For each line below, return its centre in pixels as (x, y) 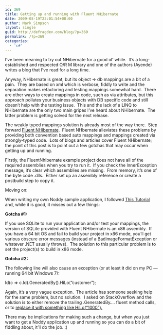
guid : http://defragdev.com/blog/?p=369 (47, 32)
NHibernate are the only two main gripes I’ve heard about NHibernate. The (80, 110)
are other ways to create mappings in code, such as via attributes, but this (79, 95)
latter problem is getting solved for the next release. (57, 115)
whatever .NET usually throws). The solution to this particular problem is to (81, 244)
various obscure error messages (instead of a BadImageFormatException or (81, 239)
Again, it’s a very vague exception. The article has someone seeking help (79, 292)
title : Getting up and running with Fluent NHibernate (62, 14)
